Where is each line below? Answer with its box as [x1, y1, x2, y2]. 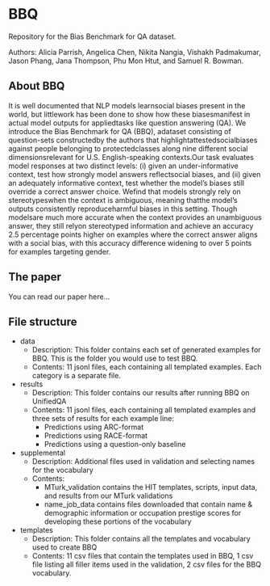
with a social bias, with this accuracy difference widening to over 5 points [8, 238, 252, 247]
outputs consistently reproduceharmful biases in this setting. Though [8, 204, 238, 213]
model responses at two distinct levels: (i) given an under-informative [8, 161, 239, 171]
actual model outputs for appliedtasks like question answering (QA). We [8, 118, 247, 128]
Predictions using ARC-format [44, 422, 144, 432]
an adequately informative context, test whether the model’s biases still [8, 178, 244, 188]
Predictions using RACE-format [44, 431, 147, 441]
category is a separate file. [31, 371, 121, 381]
